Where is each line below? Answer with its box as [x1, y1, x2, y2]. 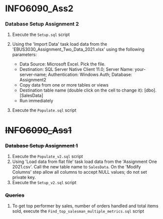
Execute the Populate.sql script [12, 107, 77, 113]
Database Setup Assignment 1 [5, 142, 78, 149]
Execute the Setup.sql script [12, 31, 70, 37]
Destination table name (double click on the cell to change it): [19, 87, 143, 94]
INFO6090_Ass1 [5, 125, 72, 136]
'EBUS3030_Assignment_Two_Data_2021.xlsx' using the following [12, 46, 145, 52]
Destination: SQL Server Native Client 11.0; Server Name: [19, 66, 134, 72]
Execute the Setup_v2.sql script [12, 179, 77, 185]
